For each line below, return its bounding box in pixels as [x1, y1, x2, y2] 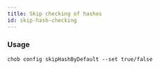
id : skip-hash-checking [7, 17, 78, 24]
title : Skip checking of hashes [7, 10, 102, 17]
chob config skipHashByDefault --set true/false [7, 55, 153, 63]
